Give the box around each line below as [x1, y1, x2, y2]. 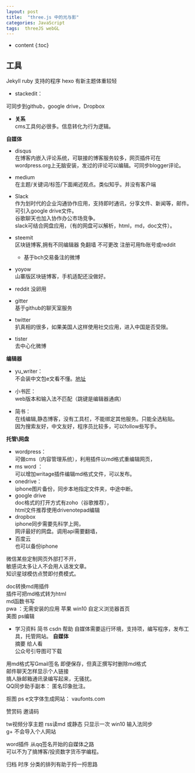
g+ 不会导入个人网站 [6, 728, 56, 735]
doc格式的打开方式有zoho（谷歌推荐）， [14, 499, 112, 506]
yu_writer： [14, 367, 43, 375]
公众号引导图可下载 [14, 647, 62, 655]
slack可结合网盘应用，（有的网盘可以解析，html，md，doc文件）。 [14, 222, 175, 229]
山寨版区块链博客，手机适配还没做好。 [14, 273, 109, 280]
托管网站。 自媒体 [25, 632, 69, 640]
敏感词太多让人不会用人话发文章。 [6, 563, 90, 570]
